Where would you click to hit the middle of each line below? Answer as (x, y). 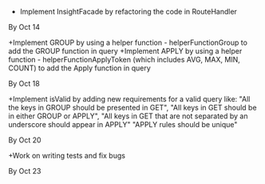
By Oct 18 (24, 84)
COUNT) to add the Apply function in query (79, 68)
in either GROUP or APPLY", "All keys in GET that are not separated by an (128, 116)
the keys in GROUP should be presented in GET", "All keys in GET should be (132, 108)
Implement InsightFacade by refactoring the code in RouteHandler (129, 12)
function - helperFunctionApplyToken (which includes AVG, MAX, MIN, (125, 60)
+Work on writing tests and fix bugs (67, 156)
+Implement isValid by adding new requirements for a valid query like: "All (129, 99)
